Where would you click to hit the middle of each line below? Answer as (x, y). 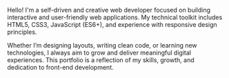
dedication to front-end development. (60, 67)
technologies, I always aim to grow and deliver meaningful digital (99, 52)
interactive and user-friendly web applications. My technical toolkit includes (115, 17)
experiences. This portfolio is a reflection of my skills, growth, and (101, 60)
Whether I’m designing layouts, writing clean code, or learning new (102, 45)
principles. (22, 32)
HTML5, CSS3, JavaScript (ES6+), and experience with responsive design (112, 25)
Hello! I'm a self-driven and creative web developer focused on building (109, 10)
